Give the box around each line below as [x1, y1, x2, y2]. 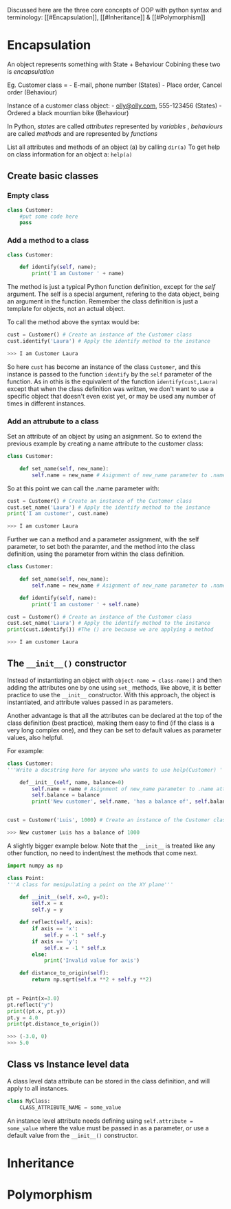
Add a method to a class [7, 236, 89, 246]
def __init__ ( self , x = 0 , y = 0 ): [19, 893, 109, 901]
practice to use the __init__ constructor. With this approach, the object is [7, 690, 216, 699]
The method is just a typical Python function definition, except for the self [7, 283, 215, 291]
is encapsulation [7, 67, 54, 75]
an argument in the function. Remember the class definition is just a [7, 297, 199, 306]
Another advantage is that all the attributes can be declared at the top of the [7, 711, 223, 719]
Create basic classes [7, 170, 98, 182]
